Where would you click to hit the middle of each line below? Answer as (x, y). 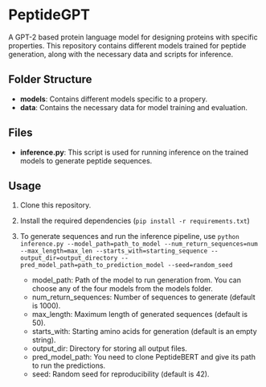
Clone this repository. (55, 205)
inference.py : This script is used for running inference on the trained (134, 152)
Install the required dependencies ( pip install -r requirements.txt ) (135, 221)
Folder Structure (50, 79)
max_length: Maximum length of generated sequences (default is (139, 315)
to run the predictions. (69, 366)
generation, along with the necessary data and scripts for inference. (121, 54)
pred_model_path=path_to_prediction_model (92, 266)
